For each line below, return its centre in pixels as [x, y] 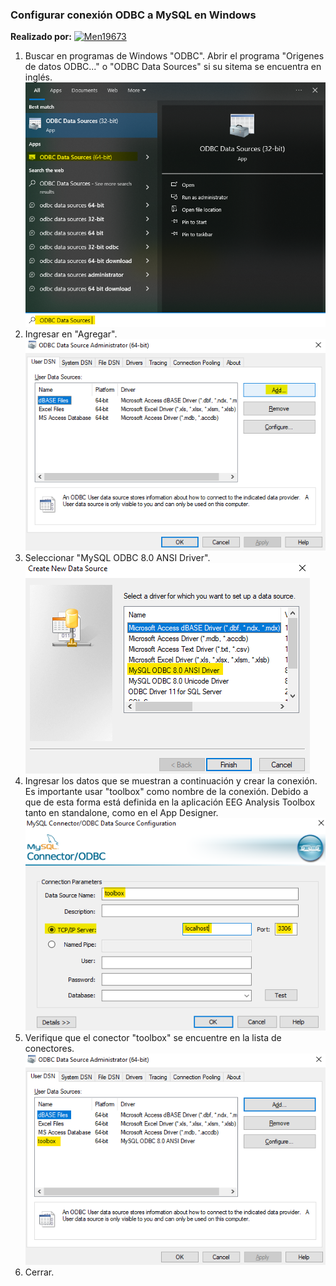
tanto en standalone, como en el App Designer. [121, 813]
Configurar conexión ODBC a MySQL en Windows [133, 15]
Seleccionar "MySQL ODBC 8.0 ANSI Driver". [117, 558]
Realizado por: [41, 37]
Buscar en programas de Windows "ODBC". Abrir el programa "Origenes [174, 56]
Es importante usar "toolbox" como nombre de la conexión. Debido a [166, 792]
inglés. [38, 77]
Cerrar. [39, 1272]
